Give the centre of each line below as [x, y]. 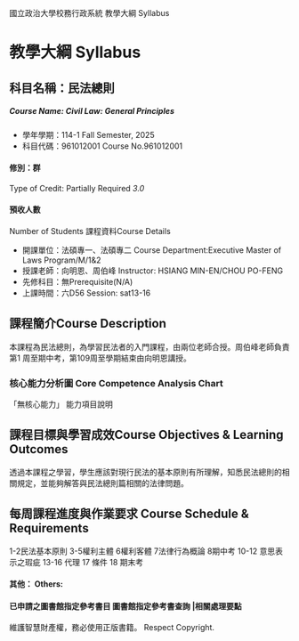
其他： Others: [36, 584]
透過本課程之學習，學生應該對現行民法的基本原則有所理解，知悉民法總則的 [145, 472]
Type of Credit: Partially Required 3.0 [77, 188]
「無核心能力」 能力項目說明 [61, 404]
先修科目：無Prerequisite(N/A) [77, 281]
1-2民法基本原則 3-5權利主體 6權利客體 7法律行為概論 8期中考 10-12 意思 [142, 551]
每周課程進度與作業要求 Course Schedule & [129, 514]
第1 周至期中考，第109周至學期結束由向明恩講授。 [100, 358]
